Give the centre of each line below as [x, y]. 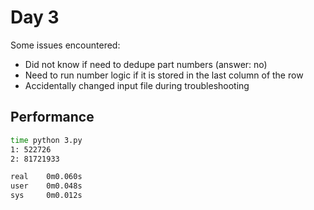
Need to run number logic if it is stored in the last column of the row [164, 75]
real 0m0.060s [46, 177]
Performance [52, 117]
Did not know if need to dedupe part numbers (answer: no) [146, 64]
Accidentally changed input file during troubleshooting [137, 85]
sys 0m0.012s [46, 196]
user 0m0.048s [46, 186]
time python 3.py [46, 140]
